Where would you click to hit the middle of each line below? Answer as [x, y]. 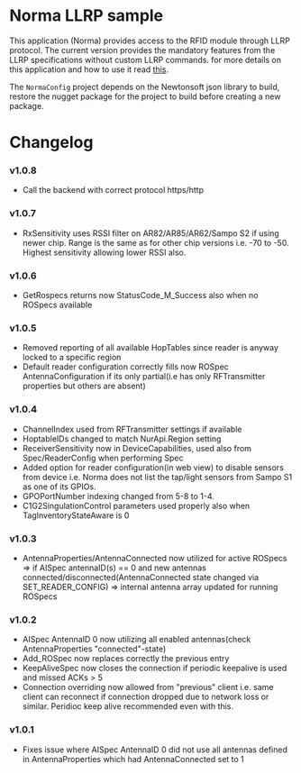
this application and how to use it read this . [89, 69]
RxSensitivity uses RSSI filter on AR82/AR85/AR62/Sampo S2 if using [150, 233]
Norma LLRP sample [87, 16]
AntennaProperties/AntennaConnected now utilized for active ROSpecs [155, 558]
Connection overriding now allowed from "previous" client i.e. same [148, 687]
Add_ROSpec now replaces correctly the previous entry [126, 659]
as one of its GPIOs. [59, 487]
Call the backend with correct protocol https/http [113, 190]
